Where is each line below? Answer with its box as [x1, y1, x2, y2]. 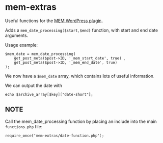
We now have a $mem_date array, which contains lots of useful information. [5, 73, 155, 79]
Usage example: [5, 42, 38, 48]
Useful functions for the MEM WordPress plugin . [5, 18, 103, 24]
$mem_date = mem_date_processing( [5, 51, 76, 57]
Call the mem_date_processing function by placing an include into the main [5, 118, 157, 124]
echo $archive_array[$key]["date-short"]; [5, 92, 93, 97]
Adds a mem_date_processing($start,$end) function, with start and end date [5, 27, 158, 33]
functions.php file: [5, 123, 43, 129]
